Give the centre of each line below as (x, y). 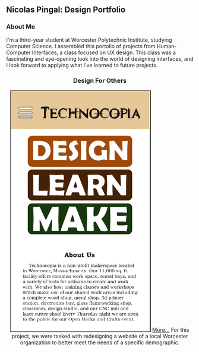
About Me (21, 27)
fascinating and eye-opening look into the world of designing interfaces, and (100, 58)
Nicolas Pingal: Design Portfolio (66, 10)
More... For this (171, 329)
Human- (167, 46)
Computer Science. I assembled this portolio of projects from (81, 46)
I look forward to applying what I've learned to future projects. (82, 65)
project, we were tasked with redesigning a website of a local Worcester (100, 336)
